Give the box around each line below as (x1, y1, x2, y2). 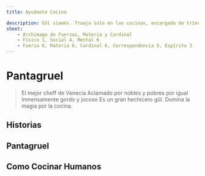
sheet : (6, 26, 23, 32)
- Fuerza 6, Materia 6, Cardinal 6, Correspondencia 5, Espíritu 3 (17, 43, 192, 49)
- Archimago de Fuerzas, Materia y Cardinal (17, 31, 132, 37)
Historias (6, 120, 41, 130)
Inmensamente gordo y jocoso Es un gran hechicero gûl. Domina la (21, 95, 190, 103)
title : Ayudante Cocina (6, 9, 67, 15)
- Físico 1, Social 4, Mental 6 (17, 37, 99, 43)
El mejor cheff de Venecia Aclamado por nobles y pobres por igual (21, 89, 189, 97)
